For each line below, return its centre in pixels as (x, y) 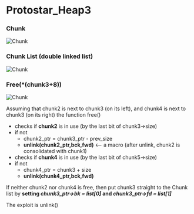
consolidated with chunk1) (55, 151)
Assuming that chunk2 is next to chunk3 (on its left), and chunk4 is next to (96, 108)
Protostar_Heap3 (49, 10)
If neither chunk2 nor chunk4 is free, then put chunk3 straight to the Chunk (97, 188)
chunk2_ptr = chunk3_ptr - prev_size (68, 139)
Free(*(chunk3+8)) (34, 84)
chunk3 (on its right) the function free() (53, 115)
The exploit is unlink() (32, 205)
